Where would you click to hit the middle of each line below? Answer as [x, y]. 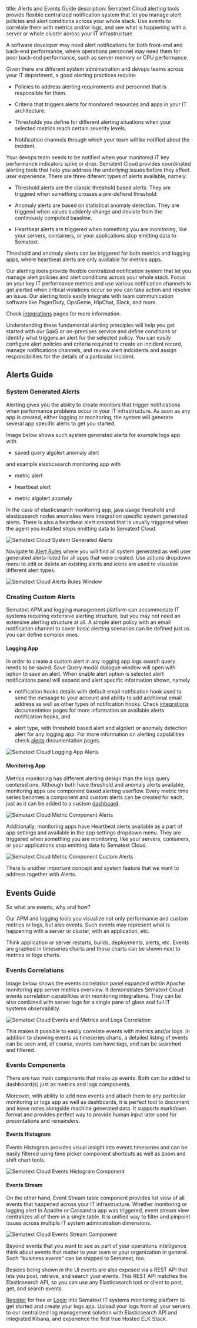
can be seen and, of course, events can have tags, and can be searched [94, 1044]
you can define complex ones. [43, 635]
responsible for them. [41, 93]
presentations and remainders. [43, 1120]
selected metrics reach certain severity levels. [70, 128]
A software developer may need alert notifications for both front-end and [95, 45]
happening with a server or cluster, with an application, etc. [78, 931]
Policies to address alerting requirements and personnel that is [90, 87]
